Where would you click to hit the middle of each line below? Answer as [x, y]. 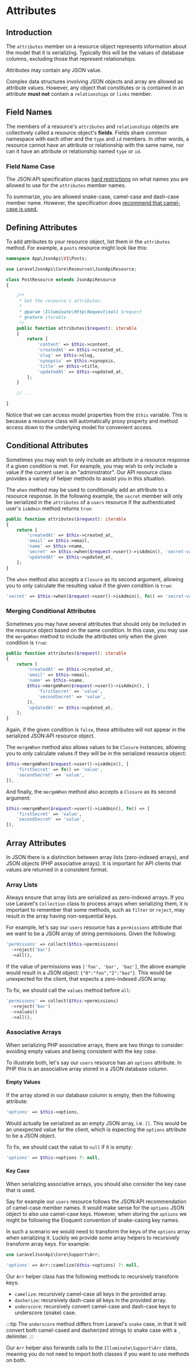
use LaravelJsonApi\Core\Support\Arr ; [53, 1255]
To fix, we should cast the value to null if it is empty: [69, 1147]
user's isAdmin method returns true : [49, 508]
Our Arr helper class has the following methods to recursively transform [92, 1276]
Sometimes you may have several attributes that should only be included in [96, 623]
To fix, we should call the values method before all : [69, 990]
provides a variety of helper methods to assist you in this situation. [86, 478]
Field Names [29, 112]
